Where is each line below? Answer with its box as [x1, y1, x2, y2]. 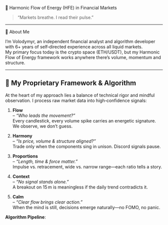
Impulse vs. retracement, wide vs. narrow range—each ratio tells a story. [12, 163, 162, 169]
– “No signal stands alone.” [12, 178, 69, 184]
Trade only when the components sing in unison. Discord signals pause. [12, 143, 161, 149]
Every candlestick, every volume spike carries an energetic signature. [12, 117, 156, 123]
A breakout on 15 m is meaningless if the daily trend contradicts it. [12, 184, 148, 190]
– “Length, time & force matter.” [12, 158, 78, 164]
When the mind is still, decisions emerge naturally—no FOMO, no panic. [12, 204, 160, 210]
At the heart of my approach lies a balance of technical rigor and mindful [5, 92, 155, 98]
